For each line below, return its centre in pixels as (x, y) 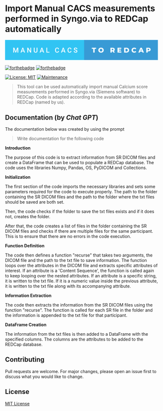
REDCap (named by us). (41, 102)
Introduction (18, 148)
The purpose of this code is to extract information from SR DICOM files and (80, 157)
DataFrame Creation (26, 325)
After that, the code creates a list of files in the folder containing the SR (76, 226)
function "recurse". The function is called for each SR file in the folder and (79, 310)
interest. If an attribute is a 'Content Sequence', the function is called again (80, 271)
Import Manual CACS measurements (80, 9)
